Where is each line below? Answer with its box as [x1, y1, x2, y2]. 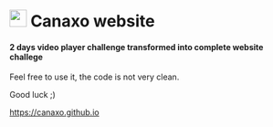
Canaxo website [30, 11, 155, 32]
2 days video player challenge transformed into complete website [9, 41, 264, 52]
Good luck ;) [9, 90, 57, 101]
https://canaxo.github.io [9, 107, 100, 118]
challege [9, 51, 44, 62]
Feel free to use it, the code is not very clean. [9, 71, 180, 82]
